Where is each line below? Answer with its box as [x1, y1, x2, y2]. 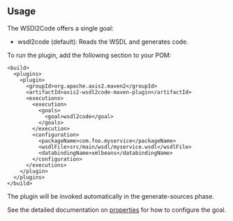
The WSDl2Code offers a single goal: [7, 24, 114, 32]
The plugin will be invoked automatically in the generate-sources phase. [7, 192, 215, 200]
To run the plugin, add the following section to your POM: [7, 51, 172, 59]
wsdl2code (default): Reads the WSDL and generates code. [17, 38, 188, 46]
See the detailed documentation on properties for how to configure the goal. [7, 205, 227, 214]
